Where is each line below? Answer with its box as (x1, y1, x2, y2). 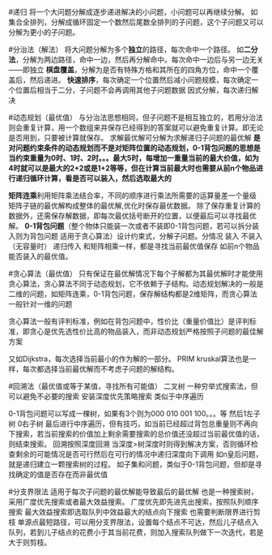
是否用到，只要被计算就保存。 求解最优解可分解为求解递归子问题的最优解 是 (8, 133, 261, 142)
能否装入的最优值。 (8, 252, 73, 261)
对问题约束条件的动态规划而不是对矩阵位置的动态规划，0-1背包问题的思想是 (8, 143, 261, 153)
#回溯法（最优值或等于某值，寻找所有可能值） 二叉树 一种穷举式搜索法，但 (8, 381, 258, 391)
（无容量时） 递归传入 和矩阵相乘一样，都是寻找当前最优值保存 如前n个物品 (8, 242, 261, 251)
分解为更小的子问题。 (8, 28, 79, 37)
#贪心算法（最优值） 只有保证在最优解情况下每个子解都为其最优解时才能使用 (8, 269, 263, 278)
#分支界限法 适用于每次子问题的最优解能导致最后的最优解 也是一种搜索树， (8, 487, 258, 497)
